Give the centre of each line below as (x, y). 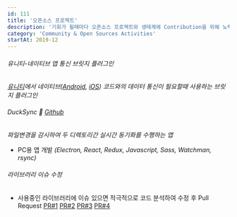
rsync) (27, 157)
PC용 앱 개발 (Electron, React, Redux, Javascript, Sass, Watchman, (114, 149)
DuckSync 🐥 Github (36, 112)
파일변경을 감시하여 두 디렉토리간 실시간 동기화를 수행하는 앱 (90, 135)
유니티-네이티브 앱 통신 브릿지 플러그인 (61, 63)
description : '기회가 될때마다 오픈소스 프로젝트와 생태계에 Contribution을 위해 (114, 27)
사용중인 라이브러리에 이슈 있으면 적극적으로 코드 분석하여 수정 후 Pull (113, 197)
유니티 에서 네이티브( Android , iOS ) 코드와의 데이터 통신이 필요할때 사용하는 (110, 87)
